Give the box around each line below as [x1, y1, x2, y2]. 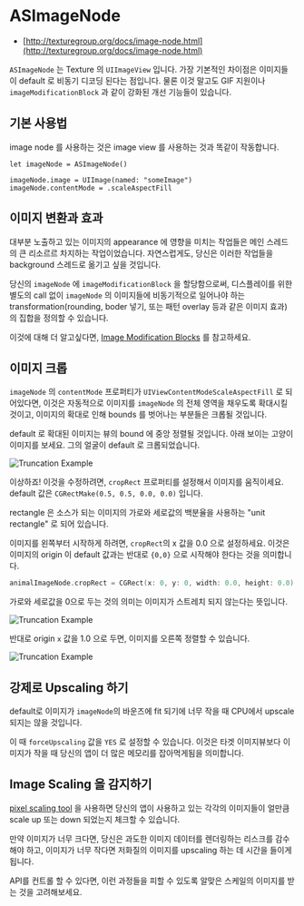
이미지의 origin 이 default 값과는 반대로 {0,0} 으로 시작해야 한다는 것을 [9, 549, 260, 560]
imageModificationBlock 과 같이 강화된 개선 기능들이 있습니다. [9, 86, 232, 97]
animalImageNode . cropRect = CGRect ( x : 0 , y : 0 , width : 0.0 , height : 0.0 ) [9, 578, 295, 588]
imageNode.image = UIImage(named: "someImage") [9, 175, 193, 184]
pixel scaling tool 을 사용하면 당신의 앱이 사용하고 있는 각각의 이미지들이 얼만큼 [9, 803, 290, 813]
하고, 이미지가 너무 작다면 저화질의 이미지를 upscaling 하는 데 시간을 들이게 [25, 844, 292, 855]
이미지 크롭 [9, 360, 68, 376]
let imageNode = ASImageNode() [9, 160, 128, 169]
